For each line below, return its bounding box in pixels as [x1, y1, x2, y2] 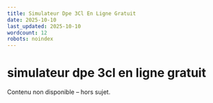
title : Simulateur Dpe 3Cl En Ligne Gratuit [7, 10, 136, 17]
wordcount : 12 [7, 29, 48, 36]
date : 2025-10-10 [7, 16, 57, 23]
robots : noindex [7, 36, 53, 43]
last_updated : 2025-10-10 [7, 23, 81, 30]
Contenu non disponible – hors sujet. [7, 88, 111, 96]
